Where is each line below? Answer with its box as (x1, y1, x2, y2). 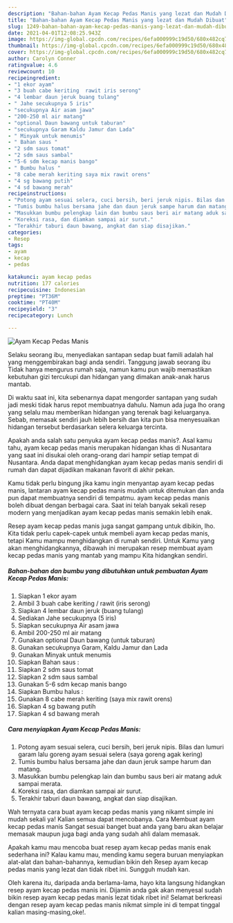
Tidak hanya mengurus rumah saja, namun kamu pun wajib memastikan (8, 365, 212, 374)
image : (8, 36, 27, 43)
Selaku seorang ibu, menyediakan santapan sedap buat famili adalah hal (8, 350, 214, 358)
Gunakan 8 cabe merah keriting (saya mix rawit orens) (17, 695, 173, 703)
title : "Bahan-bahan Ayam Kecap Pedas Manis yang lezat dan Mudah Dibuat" (8, 17, 228, 24)
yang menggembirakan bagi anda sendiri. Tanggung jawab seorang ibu (8, 358, 211, 366)
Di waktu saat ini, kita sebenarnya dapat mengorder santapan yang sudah (8, 393, 218, 401)
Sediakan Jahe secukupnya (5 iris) (17, 614, 117, 622)
